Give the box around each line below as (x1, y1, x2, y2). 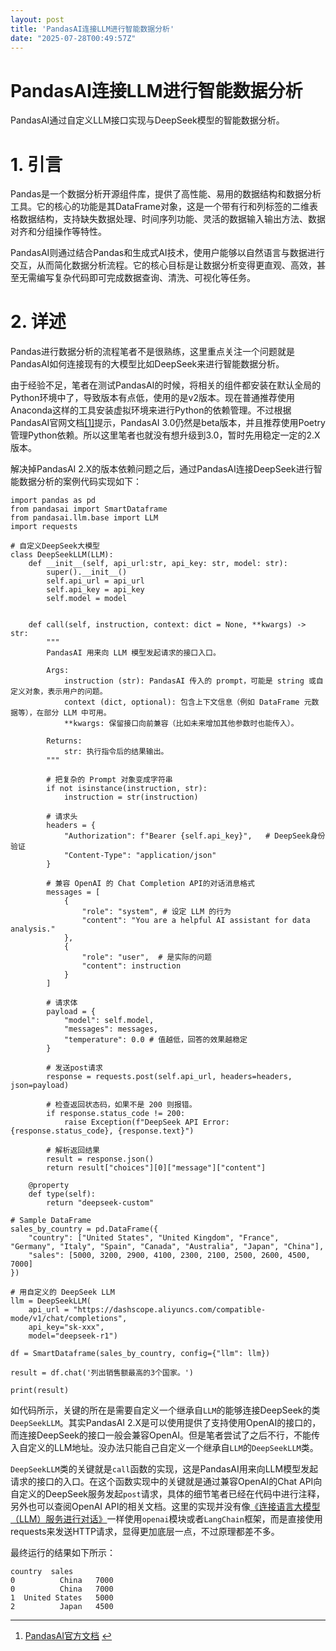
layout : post (10, 14, 65, 25)
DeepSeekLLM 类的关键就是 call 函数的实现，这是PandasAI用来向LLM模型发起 (10, 1463, 319, 1475)
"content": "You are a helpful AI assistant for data (81, 916, 311, 926)
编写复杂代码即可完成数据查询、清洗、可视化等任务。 (36, 272, 256, 284)
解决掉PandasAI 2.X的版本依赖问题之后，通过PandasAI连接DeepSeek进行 (10, 463, 314, 475)
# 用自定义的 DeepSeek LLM (10, 1287, 115, 1298)
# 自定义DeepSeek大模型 (10, 541, 100, 551)
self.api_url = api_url (46, 576, 145, 586)
